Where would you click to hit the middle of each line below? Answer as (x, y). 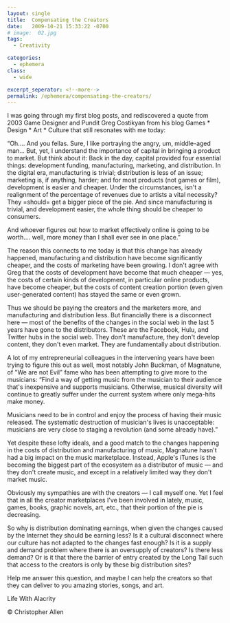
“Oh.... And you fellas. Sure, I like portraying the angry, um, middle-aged (109, 144)
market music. (27, 480)
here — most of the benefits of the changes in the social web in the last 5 (111, 323)
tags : (15, 39)
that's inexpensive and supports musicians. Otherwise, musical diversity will (115, 387)
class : (16, 71)
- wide (23, 77)
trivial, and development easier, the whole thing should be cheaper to (105, 209)
